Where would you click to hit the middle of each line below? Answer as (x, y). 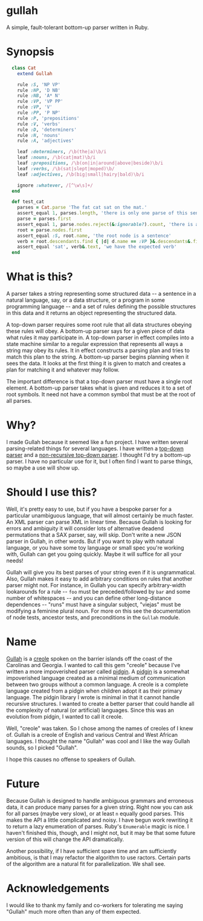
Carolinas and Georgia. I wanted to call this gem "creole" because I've (93, 665)
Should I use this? (52, 492)
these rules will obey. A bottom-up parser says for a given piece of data (95, 331)
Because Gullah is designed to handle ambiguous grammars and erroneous (100, 800)
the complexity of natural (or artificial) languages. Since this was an (90, 710)
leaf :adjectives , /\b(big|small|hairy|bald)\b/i (81, 174)
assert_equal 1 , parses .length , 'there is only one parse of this (102, 213)
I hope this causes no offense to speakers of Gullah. (71, 759)
